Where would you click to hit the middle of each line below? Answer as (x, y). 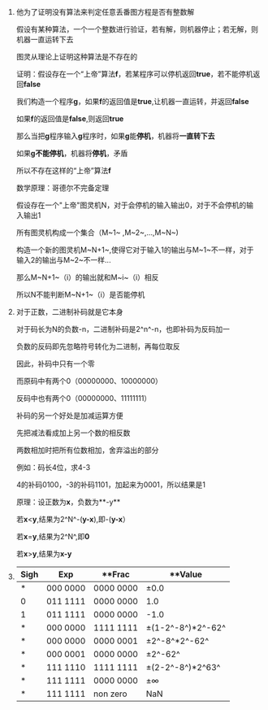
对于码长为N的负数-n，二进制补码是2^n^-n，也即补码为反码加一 (123, 329)
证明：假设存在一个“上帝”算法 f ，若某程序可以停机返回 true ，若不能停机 (134, 74)
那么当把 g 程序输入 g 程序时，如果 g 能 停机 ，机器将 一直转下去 (115, 136)
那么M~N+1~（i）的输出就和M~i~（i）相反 (87, 277)
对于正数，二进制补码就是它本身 (69, 312)
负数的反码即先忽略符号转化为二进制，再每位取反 (98, 346)
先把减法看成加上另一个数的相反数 (73, 433)
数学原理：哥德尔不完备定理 (63, 188)
